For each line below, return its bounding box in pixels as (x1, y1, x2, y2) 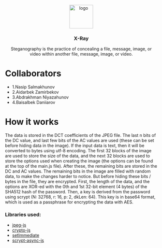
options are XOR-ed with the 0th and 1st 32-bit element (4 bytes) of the (5, 184, 147, 190)
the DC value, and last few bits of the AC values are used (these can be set (5, 138, 154, 144)
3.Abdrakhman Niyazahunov (12, 94, 69, 100)
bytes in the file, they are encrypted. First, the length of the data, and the (5, 179, 150, 185)
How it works (5, 117, 59, 128)
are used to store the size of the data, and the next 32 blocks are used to (5, 153, 150, 159)
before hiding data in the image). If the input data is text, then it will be (5, 143, 145, 148)
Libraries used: (5, 211, 41, 218)
